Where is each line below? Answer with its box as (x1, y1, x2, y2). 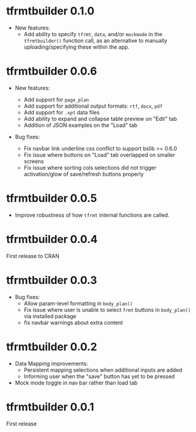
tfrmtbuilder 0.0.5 (6, 191, 97, 205)
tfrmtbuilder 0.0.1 (6, 400, 95, 413)
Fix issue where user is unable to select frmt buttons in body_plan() (23, 306, 191, 313)
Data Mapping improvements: (14, 360, 88, 367)
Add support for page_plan (23, 96, 89, 103)
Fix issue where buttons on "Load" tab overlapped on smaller (23, 151, 176, 158)
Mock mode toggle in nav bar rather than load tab (14, 379, 138, 386)
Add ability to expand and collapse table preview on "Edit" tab (23, 115, 177, 122)
